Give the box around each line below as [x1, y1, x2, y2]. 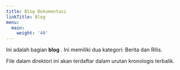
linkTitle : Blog [6, 14, 46, 20]
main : [11, 24, 25, 31]
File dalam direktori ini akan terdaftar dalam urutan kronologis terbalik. [6, 58, 175, 65]
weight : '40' [16, 30, 49, 36]
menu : [6, 19, 19, 25]
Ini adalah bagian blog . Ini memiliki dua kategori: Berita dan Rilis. [6, 46, 162, 53]
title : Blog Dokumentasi [6, 8, 67, 15]
